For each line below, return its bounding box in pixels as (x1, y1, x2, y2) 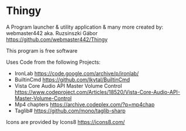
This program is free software (6, 47, 78, 54)
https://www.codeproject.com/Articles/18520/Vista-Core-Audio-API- (14, 88, 180, 95)
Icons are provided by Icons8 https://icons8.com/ (6, 118, 125, 125)
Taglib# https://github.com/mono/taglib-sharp (14, 107, 126, 114)
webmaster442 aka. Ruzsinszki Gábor (6, 29, 98, 36)
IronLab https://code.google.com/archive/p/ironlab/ (14, 70, 139, 77)
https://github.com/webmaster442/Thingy (6, 36, 108, 43)
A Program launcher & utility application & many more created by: (6, 23, 164, 30)
